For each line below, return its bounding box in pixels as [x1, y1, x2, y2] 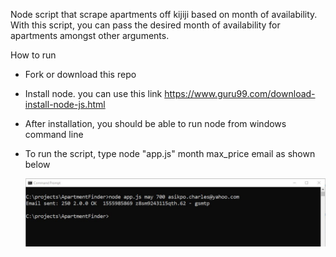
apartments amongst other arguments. [10, 30, 170, 41]
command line [24, 129, 84, 140]
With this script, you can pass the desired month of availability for [10, 19, 281, 31]
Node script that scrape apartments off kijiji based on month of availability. [10, 9, 318, 20]
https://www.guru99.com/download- [164, 88, 316, 99]
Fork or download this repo [24, 69, 137, 80]
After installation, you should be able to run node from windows [24, 118, 287, 129]
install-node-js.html [24, 99, 106, 110]
